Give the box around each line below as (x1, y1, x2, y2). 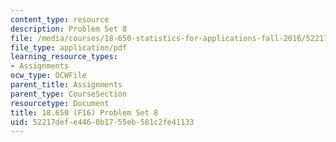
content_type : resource (10, 14, 110, 25)
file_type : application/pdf (10, 42, 128, 53)
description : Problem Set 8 (10, 24, 128, 34)
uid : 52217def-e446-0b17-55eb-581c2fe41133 (10, 117, 195, 127)
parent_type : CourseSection (10, 89, 128, 99)
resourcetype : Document (10, 98, 110, 108)
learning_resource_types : (10, 52, 118, 62)
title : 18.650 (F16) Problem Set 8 (10, 107, 159, 118)
